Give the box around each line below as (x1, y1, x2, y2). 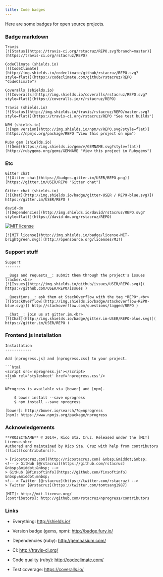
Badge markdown (5, 33, 49, 40)
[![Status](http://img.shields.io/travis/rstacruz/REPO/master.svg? (5, 109, 150, 114)
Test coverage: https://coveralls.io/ (12, 567, 84, 573)
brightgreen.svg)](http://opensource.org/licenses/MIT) (5, 237, 123, 242)
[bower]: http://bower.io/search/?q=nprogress (5, 408, 103, 413)
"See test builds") (113, 113, 154, 119)
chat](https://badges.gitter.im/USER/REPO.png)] (27, 175, 130, 181)
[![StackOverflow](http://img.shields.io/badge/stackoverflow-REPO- (5, 299, 150, 304)
